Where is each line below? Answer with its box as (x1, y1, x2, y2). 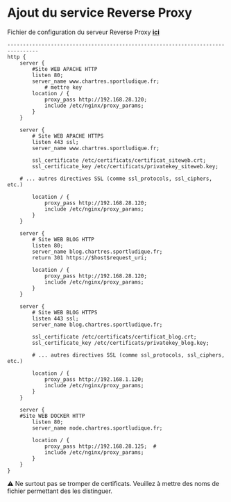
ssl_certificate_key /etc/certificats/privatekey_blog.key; (32, 339, 209, 346)
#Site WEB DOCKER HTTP (19, 412, 85, 419)
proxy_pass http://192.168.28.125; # (44, 443, 157, 450)
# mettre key (44, 83, 82, 91)
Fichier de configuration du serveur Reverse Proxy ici (7, 28, 160, 36)
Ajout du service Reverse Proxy (7, 5, 193, 21)
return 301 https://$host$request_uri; (32, 254, 148, 261)
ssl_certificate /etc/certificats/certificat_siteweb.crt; (32, 156, 207, 164)
